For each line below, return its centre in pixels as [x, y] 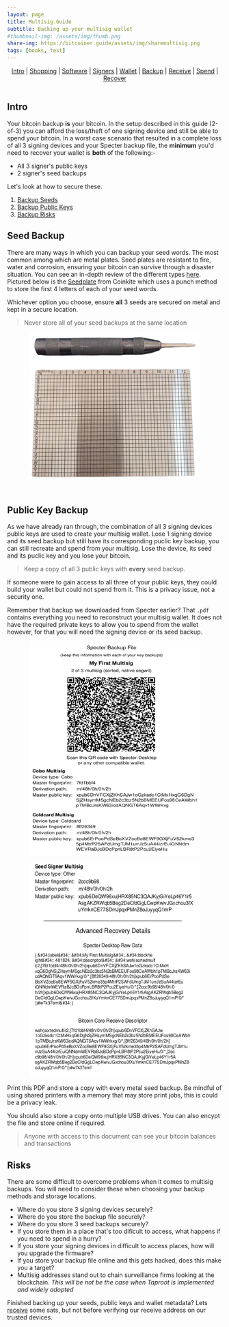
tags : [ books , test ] [37, 51]
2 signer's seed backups [52, 173]
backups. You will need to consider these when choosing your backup [106, 1189]
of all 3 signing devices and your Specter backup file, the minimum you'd [110, 145]
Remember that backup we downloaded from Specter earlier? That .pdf [108, 610]
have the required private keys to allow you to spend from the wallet [103, 625]
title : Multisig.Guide [39, 22]
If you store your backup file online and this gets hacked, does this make [119, 1261]
